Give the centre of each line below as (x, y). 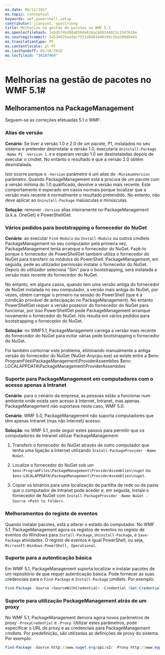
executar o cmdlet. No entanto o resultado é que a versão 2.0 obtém (74, 159)
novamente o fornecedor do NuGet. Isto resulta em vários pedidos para (77, 316)
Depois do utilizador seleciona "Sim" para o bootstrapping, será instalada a (81, 269)
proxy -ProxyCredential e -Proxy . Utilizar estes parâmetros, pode (71, 623)
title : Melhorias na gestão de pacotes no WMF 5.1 (58, 28)
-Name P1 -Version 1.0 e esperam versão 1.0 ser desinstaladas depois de (79, 154)
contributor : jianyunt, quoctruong (41, 23)
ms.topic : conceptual (27, 14)
